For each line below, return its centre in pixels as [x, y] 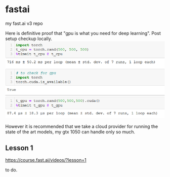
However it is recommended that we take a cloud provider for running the [82, 127]
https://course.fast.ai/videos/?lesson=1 [46, 160]
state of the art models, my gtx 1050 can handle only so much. [70, 132]
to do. [11, 170]
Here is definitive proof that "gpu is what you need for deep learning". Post [83, 33]
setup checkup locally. [29, 39]
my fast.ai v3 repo [24, 23]
